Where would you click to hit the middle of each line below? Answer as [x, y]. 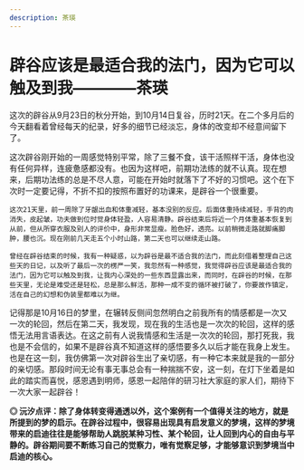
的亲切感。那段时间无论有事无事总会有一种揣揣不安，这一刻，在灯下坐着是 [148, 369]
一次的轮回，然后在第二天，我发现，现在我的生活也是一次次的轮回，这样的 [148, 323]
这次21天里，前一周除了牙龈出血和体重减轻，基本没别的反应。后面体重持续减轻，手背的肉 [152, 209]
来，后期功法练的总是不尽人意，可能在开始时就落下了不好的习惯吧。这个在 [148, 179]
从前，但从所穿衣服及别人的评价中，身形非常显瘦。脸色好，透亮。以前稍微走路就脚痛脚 [147, 229]
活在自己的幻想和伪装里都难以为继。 [67, 294]
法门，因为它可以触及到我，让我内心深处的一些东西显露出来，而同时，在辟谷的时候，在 [147, 275]
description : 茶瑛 [43, 18]
